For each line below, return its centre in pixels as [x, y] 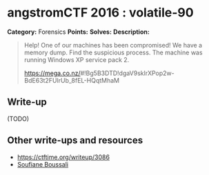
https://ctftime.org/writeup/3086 [63, 157]
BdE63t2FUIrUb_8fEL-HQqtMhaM [71, 80]
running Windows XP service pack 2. [77, 59]
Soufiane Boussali [43, 164]
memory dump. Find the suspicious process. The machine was [113, 52]
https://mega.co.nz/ [52, 73]
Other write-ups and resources [75, 140]
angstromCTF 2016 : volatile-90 [101, 13]
